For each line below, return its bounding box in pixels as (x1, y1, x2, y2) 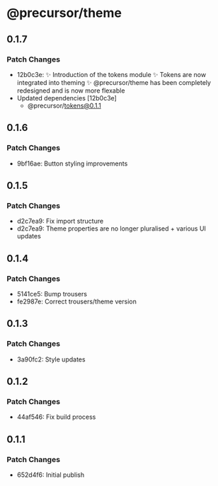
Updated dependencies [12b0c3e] (16, 93, 117, 102)
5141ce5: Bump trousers (16, 289, 88, 298)
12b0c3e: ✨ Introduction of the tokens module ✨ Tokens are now (16, 70, 207, 79)
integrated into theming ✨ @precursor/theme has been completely (16, 78, 212, 86)
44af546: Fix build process (16, 412, 96, 422)
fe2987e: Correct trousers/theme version (16, 297, 137, 306)
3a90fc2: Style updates (16, 355, 86, 364)
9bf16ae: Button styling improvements (16, 159, 128, 168)
